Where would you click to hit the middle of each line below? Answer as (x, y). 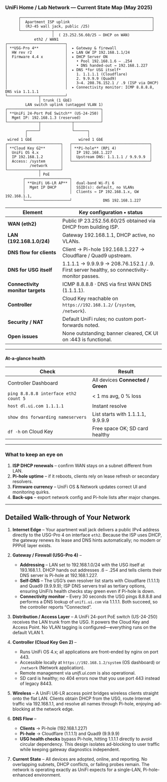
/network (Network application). (52, 668)
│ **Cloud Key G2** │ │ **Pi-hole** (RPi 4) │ (79, 148)
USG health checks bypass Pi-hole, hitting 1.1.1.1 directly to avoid (86, 739)
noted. (92, 325)
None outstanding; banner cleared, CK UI (110, 333)
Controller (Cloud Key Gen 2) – (44, 642)
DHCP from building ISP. (91, 227)
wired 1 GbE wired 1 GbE (55, 140)
